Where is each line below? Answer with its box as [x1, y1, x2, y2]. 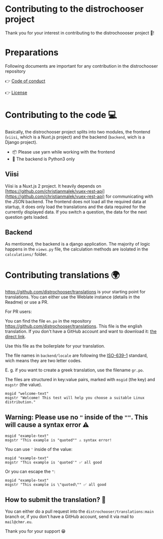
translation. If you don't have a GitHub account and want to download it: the [5, 328, 157, 334]
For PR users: [5, 308, 32, 315]
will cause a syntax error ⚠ [5, 421, 89, 429]
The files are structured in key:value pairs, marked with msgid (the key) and [5, 377, 155, 383]
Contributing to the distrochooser [5, 3, 144, 15]
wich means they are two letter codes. [5, 358, 82, 364]
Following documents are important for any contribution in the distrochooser [5, 63, 158, 69]
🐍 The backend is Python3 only [12, 156, 75, 162]
